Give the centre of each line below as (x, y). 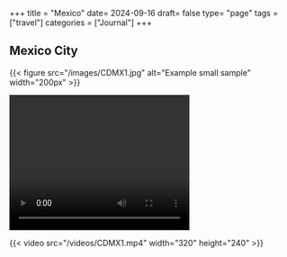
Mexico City (44, 51)
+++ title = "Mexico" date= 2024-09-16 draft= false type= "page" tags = (144, 13)
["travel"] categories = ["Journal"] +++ (81, 23)
